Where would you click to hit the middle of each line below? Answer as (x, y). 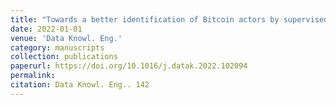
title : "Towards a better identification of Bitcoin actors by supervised (169, 19)
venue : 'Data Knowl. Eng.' (66, 38)
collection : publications (64, 57)
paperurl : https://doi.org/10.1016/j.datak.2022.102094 (129, 66)
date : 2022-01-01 (46, 29)
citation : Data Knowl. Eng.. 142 (80, 85)
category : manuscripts (57, 47)
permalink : (33, 76)
